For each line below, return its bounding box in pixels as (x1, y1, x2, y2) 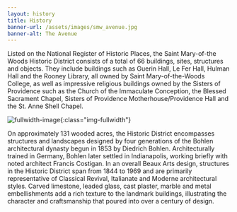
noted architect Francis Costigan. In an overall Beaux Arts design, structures (7, 160, 230, 168)
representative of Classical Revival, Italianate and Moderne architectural (7, 175, 217, 183)
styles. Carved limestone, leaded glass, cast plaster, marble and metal (7, 182, 212, 191)
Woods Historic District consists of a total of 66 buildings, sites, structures (7, 57, 224, 66)
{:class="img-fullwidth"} (59, 116, 132, 124)
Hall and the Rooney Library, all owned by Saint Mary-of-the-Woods (7, 72, 205, 81)
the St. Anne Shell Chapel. (7, 102, 83, 110)
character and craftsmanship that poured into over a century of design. (7, 197, 214, 206)
